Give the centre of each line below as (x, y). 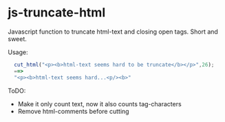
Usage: (18, 52)
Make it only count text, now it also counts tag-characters (99, 103)
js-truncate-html (57, 13)
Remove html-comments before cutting (73, 111)
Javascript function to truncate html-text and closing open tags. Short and (113, 32)
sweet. (17, 38)
